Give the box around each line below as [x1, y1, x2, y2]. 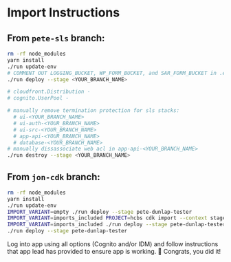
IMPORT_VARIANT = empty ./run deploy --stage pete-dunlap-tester [7, 208, 192, 215]
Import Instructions [7, 5, 120, 21]
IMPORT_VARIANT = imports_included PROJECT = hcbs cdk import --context [7, 215, 208, 221]
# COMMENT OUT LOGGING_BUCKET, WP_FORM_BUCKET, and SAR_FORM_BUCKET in [7, 69, 217, 76]
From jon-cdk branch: [7, 171, 101, 183]
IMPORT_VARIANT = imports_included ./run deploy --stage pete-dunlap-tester [7, 221, 226, 228]
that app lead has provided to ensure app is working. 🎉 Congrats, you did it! [7, 248, 221, 256]
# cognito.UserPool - [7, 95, 69, 102]
